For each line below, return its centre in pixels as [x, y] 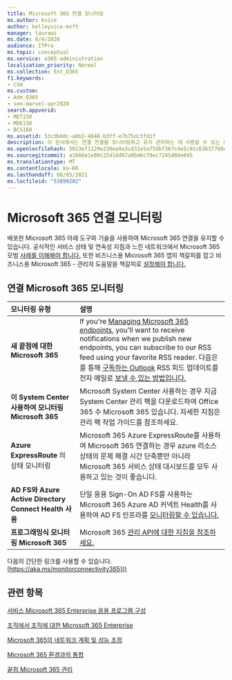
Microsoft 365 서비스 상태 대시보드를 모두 [144, 467]
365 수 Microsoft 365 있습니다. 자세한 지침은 [150, 412]
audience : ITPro [30, 46]
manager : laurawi [32, 33]
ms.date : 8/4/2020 [33, 40]
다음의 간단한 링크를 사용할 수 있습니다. [60, 561]
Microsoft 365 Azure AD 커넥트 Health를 [144, 505]
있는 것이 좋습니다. [129, 477]
